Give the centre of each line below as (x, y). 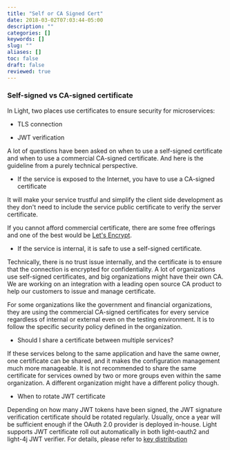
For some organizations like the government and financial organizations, (110, 304)
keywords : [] (26, 39)
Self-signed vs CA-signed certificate (70, 95)
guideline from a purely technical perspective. (73, 165)
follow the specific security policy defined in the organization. (95, 326)
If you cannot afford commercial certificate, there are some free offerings (112, 227)
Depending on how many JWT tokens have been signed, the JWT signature (115, 409)
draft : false (26, 65)
